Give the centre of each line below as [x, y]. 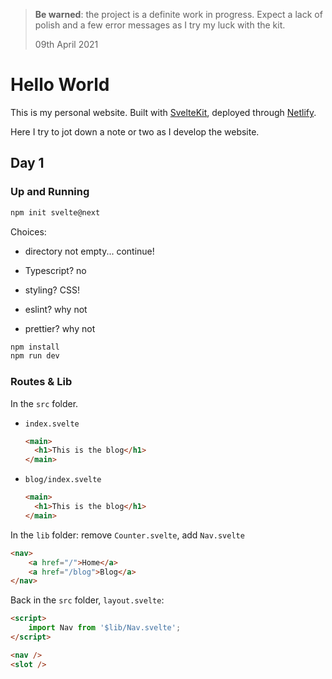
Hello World [60, 85]
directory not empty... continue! [89, 251]
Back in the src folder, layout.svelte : [87, 600]
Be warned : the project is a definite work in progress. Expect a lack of [178, 14]
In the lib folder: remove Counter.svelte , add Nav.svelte [127, 535]
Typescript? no [55, 270]
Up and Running [50, 192]
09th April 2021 [66, 44]
